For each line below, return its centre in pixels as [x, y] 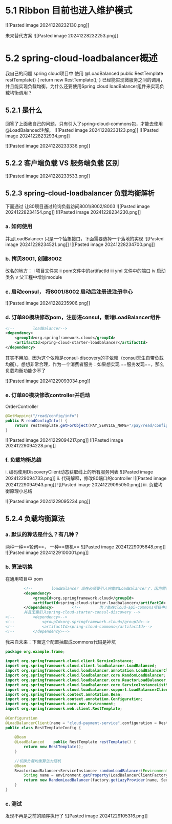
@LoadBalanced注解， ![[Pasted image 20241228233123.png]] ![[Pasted [82, 130]
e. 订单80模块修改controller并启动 [48, 395]
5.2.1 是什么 [24, 110]
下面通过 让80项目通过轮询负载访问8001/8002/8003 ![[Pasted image [78, 207]
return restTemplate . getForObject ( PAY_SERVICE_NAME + [72, 425]
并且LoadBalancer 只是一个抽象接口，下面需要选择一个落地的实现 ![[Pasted [84, 238]
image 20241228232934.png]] [38, 136]
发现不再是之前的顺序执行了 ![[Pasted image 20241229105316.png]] [77, 816]
